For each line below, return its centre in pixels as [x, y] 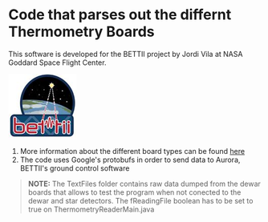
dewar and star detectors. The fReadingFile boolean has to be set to [140, 200]
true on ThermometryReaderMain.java [91, 209]
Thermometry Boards [81, 32]
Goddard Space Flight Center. [57, 63]
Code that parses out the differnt [120, 15]
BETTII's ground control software [75, 168]
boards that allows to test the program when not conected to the [134, 192]
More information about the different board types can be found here [132, 151]
